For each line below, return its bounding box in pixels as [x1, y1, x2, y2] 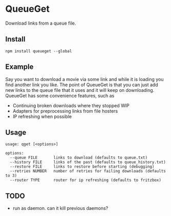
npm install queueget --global [5, 48, 72, 54]
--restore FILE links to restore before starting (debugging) [10, 164, 155, 169]
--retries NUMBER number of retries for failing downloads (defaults [10, 169, 166, 174]
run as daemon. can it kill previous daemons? [12, 205, 109, 211]
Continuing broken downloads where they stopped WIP [12, 102, 130, 108]
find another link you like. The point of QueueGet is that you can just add [5, 82, 159, 88]
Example [5, 63, 34, 71]
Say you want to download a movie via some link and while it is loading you [5, 76, 164, 82]
